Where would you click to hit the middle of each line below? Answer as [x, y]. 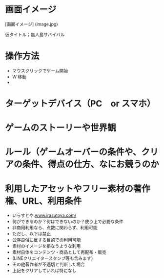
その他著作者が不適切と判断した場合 [49, 264]
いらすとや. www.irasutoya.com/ [44, 215]
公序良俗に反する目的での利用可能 [46, 240]
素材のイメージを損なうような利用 [46, 246]
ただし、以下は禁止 [31, 234]
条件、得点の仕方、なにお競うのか [91, 164]
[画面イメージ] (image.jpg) [31, 24]
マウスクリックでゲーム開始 [40, 71]
